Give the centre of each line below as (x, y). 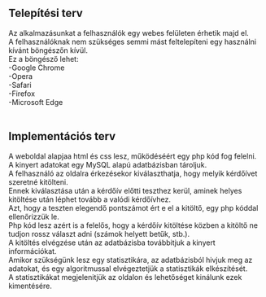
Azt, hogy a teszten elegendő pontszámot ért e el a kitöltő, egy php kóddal (133, 207)
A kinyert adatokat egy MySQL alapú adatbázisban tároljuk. (108, 164)
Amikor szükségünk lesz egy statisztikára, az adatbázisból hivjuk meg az (131, 260)
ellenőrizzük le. (34, 216)
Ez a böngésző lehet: (44, 59)
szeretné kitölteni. (39, 181)
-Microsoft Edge (36, 102)
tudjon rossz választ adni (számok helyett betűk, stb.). (99, 234)
